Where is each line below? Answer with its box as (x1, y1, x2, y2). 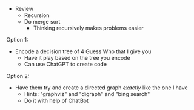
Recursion (24, 11, 50, 19)
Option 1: (6, 36, 28, 43)
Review (15, 5, 34, 12)
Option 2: (6, 73, 30, 79)
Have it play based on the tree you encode (24, 54, 130, 61)
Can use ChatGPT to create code (24, 60, 107, 68)
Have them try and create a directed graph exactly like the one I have (15, 84, 188, 91)
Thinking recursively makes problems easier (33, 24, 144, 31)
